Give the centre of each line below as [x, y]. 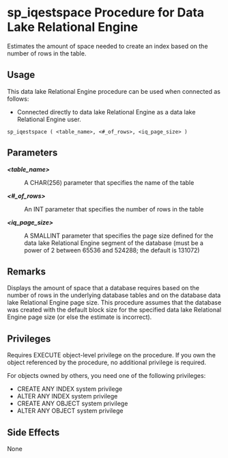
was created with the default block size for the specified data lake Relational [114, 310]
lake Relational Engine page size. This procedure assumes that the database [114, 303]
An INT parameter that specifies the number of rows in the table [114, 209]
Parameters [32, 153]
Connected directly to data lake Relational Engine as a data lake [106, 112]
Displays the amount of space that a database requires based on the [103, 288]
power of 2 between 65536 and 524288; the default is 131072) [112, 250]
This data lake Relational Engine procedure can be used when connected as [114, 91]
